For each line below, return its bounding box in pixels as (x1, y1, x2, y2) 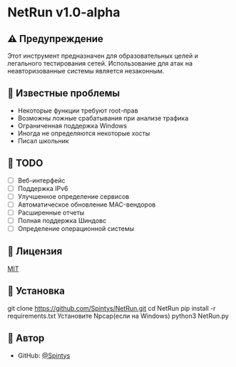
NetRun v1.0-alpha (7, 4, 120, 21)
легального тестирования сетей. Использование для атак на (7, 59, 193, 68)
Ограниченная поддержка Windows (17, 121, 127, 130)
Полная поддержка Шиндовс (17, 216, 107, 224)
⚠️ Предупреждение (7, 33, 103, 45)
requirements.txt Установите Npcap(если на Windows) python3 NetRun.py (7, 311, 230, 320)
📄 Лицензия (7, 245, 63, 257)
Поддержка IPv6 (17, 184, 68, 192)
